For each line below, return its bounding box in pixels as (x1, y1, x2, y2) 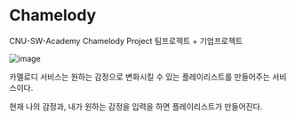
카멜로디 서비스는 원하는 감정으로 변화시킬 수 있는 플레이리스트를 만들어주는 (9, 71, 271, 82)
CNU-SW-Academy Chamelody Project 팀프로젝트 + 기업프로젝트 (9, 35, 243, 46)
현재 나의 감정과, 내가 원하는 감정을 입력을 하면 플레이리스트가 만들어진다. (9, 101, 263, 111)
